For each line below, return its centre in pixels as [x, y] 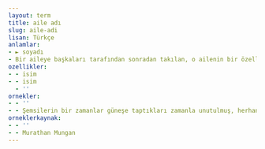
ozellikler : [28, 67]
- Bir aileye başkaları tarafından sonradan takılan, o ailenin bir [123, 60]
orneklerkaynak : [35, 118]
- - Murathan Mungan [42, 132]
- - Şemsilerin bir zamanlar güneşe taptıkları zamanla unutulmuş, [121, 111]
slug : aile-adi [33, 30]
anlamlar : [24, 45]
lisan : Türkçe [32, 37]
